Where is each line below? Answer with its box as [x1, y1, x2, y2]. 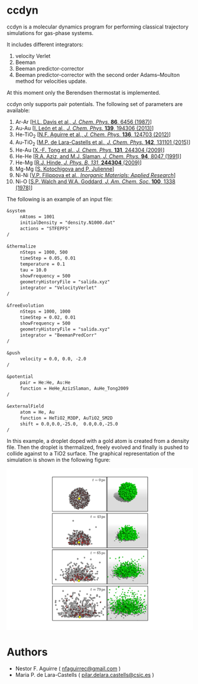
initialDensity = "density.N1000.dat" [20, 220, 116, 226]
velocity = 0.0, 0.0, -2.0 [20, 356, 86, 362]
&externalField [7, 403, 44, 409]
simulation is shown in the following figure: [7, 456, 111, 463]
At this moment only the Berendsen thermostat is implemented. [7, 89, 161, 96]
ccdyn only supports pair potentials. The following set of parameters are [7, 100, 183, 107]
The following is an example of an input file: [7, 195, 113, 203]
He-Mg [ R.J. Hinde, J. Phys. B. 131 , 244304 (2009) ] [15, 159, 142, 166]
